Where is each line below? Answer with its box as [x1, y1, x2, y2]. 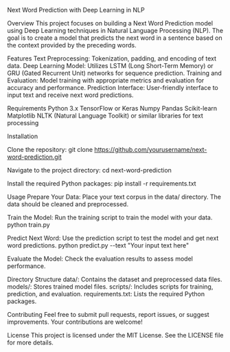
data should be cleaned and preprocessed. [7, 200, 129, 208]
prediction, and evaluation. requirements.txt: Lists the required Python [7, 290, 205, 298]
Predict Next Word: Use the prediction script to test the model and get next [7, 234, 219, 242]
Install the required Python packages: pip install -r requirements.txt [7, 179, 197, 188]
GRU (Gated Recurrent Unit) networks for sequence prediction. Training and [7, 69, 222, 77]
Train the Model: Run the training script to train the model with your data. [7, 213, 213, 221]
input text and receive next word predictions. [7, 91, 134, 99]
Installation [7, 132, 38, 140]
